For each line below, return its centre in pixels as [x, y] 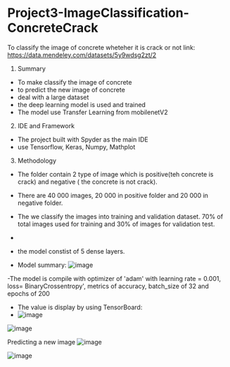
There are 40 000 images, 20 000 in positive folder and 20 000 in [113, 195]
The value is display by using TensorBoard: [80, 307]
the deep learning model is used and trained [82, 104]
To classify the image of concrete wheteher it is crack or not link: [101, 47]
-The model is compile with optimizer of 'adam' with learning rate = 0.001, [114, 278]
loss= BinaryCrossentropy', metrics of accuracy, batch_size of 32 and [108, 286]
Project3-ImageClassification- [98, 13]
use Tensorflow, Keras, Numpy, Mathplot [76, 147]
